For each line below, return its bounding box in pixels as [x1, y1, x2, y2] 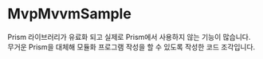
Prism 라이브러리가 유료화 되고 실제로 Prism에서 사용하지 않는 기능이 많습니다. [7, 32, 251, 41]
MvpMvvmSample [7, 5, 132, 23]
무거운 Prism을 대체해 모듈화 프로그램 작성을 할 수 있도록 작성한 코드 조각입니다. [7, 41, 256, 52]
